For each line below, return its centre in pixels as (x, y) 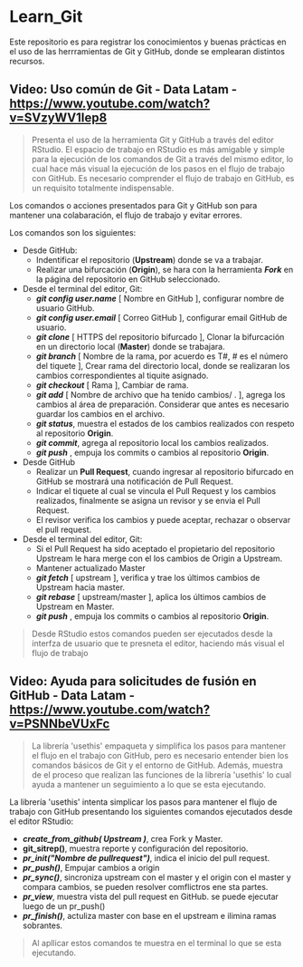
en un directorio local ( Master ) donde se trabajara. (130, 346)
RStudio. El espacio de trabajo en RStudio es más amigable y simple (158, 149)
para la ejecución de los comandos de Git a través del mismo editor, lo (162, 159)
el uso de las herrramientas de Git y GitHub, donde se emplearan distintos (147, 51)
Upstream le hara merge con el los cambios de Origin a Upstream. (159, 558)
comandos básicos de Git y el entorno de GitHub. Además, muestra (157, 765)
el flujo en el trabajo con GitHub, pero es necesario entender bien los (160, 755)
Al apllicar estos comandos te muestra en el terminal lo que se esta (156, 943)
